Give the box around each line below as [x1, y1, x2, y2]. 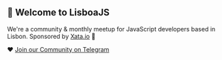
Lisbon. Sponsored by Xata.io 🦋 [7, 32, 96, 40]
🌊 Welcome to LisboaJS [7, 7, 110, 18]
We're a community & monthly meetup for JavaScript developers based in [7, 25, 216, 33]
